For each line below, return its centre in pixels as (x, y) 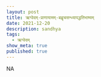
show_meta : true (27, 46)
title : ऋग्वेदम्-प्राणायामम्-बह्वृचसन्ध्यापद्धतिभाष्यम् (50, 18)
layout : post (23, 12)
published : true (27, 52)
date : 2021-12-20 (28, 23)
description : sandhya (34, 29)
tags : (13, 35)
